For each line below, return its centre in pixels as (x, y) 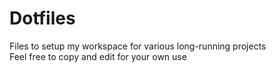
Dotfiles (42, 18)
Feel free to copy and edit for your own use (98, 56)
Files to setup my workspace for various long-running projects (138, 46)
